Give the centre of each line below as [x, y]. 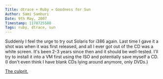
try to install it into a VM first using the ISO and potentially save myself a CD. [82, 57]
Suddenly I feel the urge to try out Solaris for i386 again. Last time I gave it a [82, 41]
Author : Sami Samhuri [27, 14]
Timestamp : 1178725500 [28, 23]
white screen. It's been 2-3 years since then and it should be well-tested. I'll [81, 52]
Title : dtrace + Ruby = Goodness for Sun [48, 9]
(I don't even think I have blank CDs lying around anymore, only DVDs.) [77, 62]
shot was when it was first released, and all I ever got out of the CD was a [79, 47]
